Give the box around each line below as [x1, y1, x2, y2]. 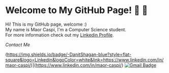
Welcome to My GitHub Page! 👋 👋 [5, 5, 148, 16]
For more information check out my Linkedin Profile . [5, 32, 115, 38]
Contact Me [5, 41, 31, 47]
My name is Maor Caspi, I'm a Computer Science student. [5, 26, 126, 32]
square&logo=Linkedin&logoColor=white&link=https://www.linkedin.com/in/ [5, 56, 164, 62]
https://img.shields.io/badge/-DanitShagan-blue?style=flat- [7, 51, 131, 57]
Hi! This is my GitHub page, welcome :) [5, 21, 87, 27]
